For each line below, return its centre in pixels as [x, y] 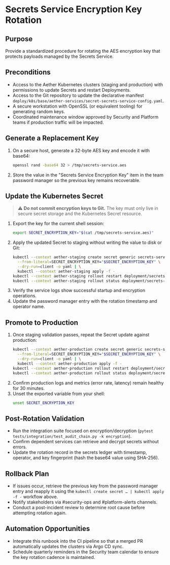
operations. [25, 296]
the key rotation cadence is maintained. [54, 557]
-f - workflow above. [35, 497]
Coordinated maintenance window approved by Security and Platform [86, 117]
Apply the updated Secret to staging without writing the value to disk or [87, 242]
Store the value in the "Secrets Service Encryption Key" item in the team [88, 175]
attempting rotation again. [40, 513]
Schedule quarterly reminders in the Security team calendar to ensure [86, 552]
